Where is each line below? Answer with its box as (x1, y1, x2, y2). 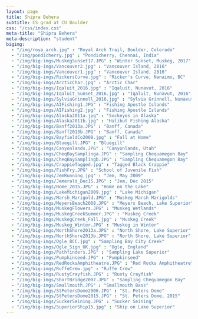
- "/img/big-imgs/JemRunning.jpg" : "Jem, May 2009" (11, 173, 144, 179)
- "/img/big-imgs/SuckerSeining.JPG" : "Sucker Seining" (11, 298, 154, 305)
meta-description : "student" (6, 36, 78, 42)
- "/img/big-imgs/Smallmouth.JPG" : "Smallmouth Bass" (11, 282, 149, 288)
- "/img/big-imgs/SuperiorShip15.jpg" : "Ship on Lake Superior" (11, 304, 176, 310)
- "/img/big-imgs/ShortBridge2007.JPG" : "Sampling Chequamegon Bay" (11, 277, 186, 283)
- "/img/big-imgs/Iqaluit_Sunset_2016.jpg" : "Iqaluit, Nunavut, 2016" (11, 91, 192, 97)
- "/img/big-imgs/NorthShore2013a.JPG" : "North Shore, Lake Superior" (11, 227, 192, 233)
